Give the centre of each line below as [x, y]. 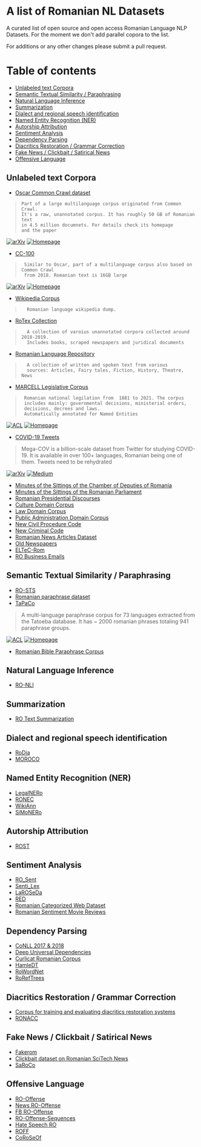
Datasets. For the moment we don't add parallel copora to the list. [88, 34]
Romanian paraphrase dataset [53, 597]
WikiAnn [25, 806]
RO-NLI [25, 685]
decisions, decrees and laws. [62, 409]
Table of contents [51, 71]
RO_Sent [26, 879]
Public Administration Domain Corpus [62, 518]
